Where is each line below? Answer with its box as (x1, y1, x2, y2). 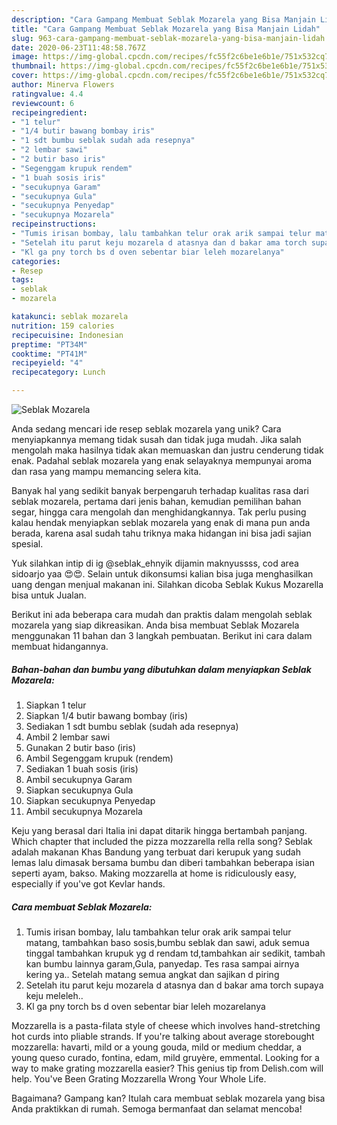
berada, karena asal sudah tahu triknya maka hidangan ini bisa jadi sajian (11, 527, 312, 539)
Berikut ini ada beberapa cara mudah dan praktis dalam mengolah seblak (11, 609, 313, 620)
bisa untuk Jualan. (11, 589, 87, 601)
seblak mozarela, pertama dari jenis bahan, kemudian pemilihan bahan (11, 496, 302, 507)
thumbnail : (11, 61, 57, 71)
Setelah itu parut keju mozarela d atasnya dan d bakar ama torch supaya (25, 979, 324, 991)
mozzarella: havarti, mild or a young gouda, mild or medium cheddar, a (11, 1041, 302, 1053)
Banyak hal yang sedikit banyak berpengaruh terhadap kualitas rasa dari (11, 485, 309, 496)
